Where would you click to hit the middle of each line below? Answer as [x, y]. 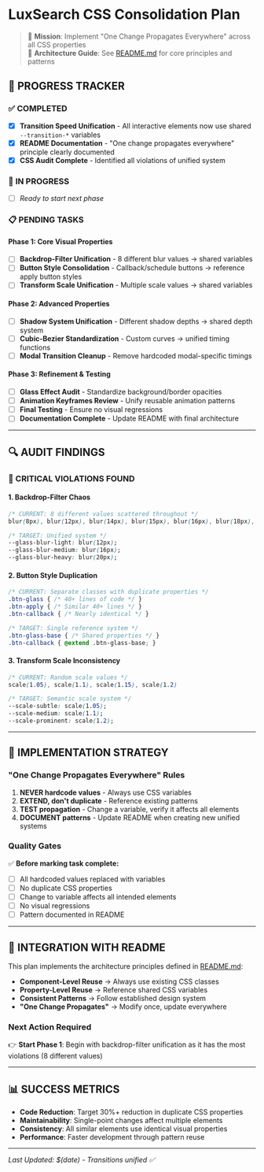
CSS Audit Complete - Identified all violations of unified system [122, 160]
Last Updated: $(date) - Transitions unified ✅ [82, 1160]
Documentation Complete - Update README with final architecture [129, 418]
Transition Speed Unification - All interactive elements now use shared [135, 126]
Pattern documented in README [72, 914]
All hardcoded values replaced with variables [92, 879]
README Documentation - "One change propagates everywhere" [127, 143]
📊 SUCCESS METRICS [64, 1089]
